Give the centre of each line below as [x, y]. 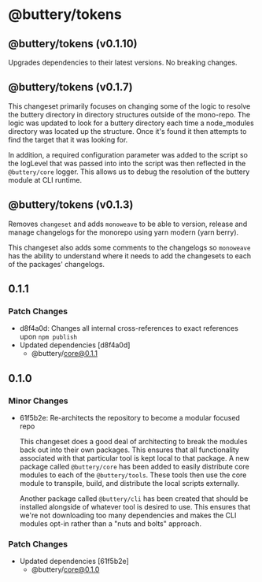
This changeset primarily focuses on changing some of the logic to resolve [129, 106]
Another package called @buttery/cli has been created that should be [134, 499]
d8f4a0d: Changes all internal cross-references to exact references [129, 328]
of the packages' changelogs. [56, 264]
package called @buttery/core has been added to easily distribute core [135, 467]
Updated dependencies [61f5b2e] [74, 562]
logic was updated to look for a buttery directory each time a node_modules [131, 123]
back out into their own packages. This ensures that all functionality [129, 450]
